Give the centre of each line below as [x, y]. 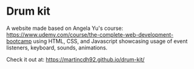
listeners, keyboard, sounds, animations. [57, 48]
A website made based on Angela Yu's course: [65, 28]
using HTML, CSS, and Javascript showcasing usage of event [110, 41]
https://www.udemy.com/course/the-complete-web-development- [90, 34]
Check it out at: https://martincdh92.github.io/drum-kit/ [75, 59]
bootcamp [19, 41]
